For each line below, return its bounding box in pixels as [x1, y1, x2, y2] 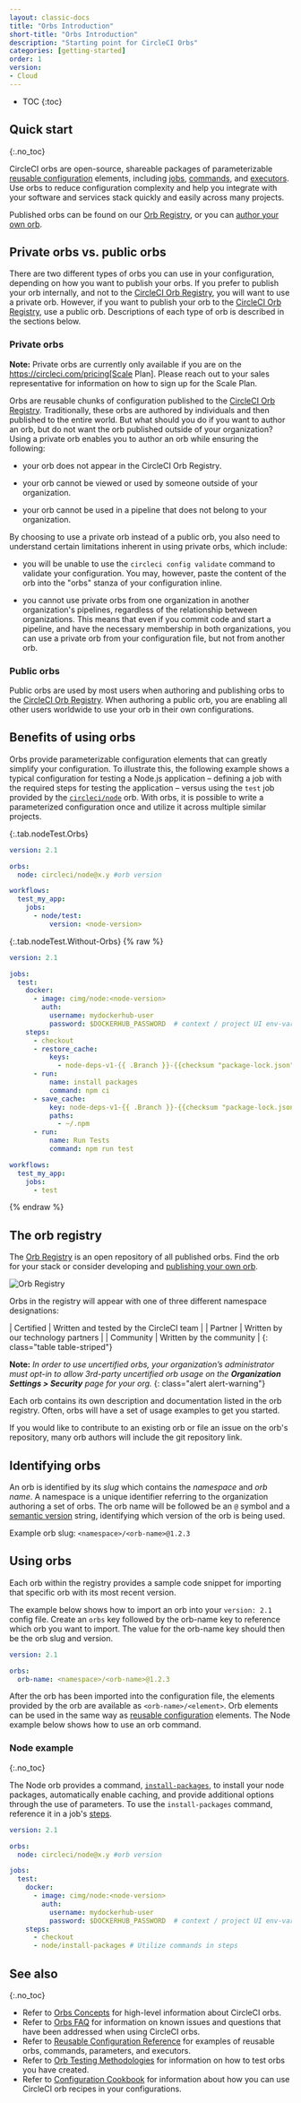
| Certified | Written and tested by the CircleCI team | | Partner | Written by [9, 1323, 283, 1334]
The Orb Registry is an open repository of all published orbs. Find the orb [9, 1251, 279, 1262]
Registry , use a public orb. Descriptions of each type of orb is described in [9, 307, 285, 317]
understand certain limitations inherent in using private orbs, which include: [9, 541, 288, 551]
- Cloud [9, 72, 39, 81]
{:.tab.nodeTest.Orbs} [9, 828, 90, 839]
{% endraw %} [9, 1202, 64, 1213]
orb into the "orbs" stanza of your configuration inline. [21, 577, 222, 588]
